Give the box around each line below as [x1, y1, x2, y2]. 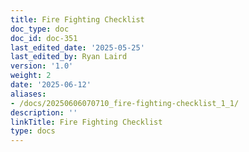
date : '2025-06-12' [10, 80, 92, 90]
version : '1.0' [10, 61, 74, 71]
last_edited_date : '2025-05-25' [10, 42, 145, 53]
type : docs [10, 126, 56, 136]
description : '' [10, 107, 78, 118]
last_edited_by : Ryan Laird [10, 52, 128, 62]
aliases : [10, 89, 47, 99]
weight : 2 [10, 71, 52, 81]
